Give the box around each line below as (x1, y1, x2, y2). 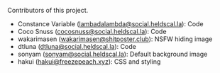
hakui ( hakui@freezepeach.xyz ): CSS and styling (17, 57, 161, 66)
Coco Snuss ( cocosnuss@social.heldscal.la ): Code (17, 28, 167, 35)
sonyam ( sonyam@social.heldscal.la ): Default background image (17, 50, 208, 58)
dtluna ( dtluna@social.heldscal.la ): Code (17, 43, 136, 50)
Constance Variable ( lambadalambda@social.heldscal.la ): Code (17, 20, 204, 28)
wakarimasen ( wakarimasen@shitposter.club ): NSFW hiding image (17, 35, 213, 43)
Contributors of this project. (7, 6, 89, 14)
